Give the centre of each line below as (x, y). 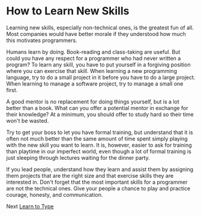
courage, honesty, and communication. (55, 194)
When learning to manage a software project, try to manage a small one (95, 83)
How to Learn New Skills (68, 11)
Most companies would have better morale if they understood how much (96, 34)
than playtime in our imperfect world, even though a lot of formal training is (99, 151)
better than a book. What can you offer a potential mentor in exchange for (97, 108)
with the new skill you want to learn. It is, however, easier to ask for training (99, 145)
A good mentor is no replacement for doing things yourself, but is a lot (93, 101)
